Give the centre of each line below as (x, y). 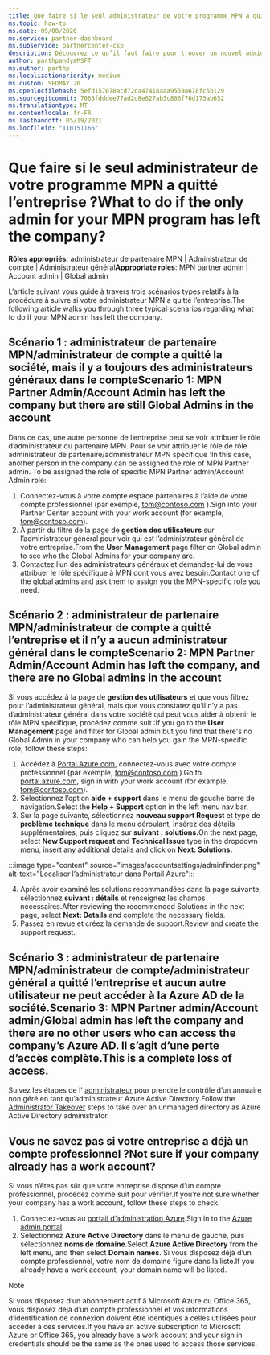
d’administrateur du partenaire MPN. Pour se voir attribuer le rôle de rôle (128, 446)
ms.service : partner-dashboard (61, 38)
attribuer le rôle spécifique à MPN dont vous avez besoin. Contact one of (139, 572)
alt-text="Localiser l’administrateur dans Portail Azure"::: (102, 874)
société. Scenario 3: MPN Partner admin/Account (133, 1008)
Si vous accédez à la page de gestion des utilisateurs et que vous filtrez (129, 697)
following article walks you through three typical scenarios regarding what (131, 308)
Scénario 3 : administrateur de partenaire (114, 958)
